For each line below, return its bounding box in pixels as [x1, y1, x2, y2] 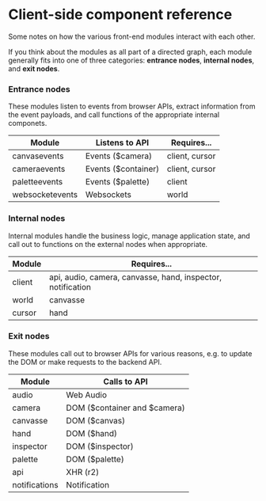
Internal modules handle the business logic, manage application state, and [8, 231, 251, 241]
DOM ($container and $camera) [66, 402, 186, 413]
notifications [12, 479, 59, 490]
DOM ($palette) [66, 454, 124, 465]
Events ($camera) [85, 150, 153, 161]
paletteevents [12, 176, 63, 188]
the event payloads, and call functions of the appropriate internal [8, 110, 220, 120]
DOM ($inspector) [66, 441, 134, 452]
